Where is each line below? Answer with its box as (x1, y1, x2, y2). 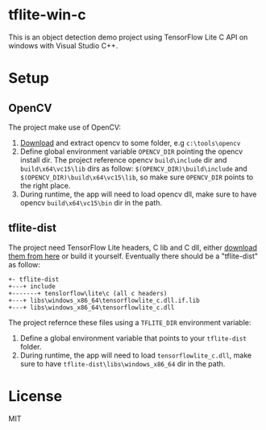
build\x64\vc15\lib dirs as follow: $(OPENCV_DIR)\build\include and (19, 163, 247, 173)
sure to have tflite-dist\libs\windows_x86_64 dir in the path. (19, 358, 226, 368)
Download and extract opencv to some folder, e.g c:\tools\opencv (19, 138, 241, 147)
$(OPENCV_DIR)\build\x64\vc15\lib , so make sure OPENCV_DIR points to (19, 172, 254, 182)
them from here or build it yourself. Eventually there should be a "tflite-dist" (8, 251, 259, 261)
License (8, 387, 63, 405)
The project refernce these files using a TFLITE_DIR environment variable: (8, 317, 251, 327)
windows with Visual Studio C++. (8, 40, 118, 50)
